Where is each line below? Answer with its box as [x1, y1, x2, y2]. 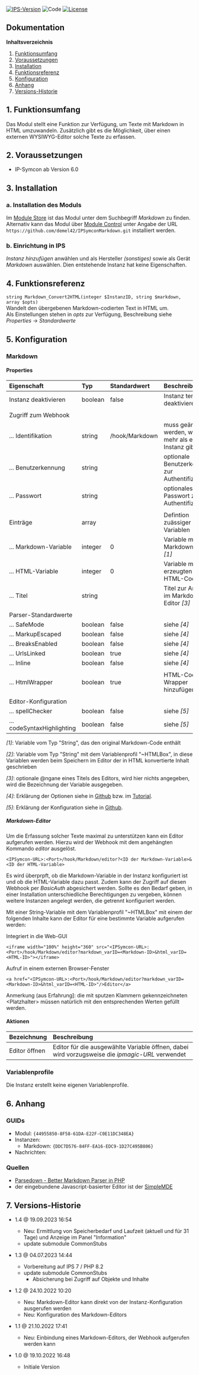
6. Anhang [6, 1099, 46, 1109]
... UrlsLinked [9, 649, 46, 657]
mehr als [163, 435, 188, 443]
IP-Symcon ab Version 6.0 [14, 166, 79, 173]
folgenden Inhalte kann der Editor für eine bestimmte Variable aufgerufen [6, 914, 185, 922]
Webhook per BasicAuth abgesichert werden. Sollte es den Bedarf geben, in [6, 884, 192, 891]
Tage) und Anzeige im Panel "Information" [23, 1234, 127, 1241]
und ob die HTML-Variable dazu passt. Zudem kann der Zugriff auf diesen [6, 878, 187, 885]
